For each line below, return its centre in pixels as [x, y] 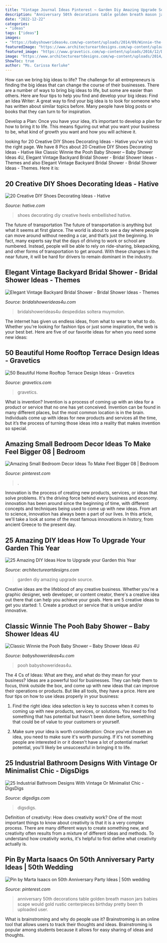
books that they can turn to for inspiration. [48, 112]
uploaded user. [33, 909]
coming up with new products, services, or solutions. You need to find [84, 711]
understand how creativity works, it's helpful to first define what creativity [81, 838]
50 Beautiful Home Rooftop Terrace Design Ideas [83, 353]
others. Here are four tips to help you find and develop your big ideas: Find [82, 96]
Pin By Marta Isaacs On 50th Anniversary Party [80, 860]
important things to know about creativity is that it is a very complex [75, 823]
